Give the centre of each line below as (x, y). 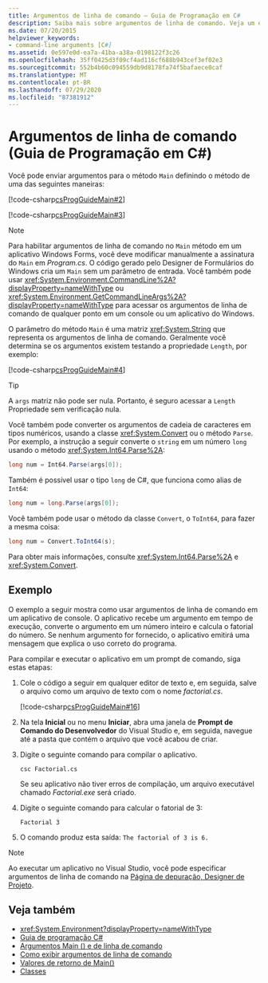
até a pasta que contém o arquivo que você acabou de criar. (119, 739)
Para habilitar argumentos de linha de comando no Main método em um (125, 246)
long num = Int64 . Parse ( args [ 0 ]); (66, 465)
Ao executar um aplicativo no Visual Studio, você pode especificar (117, 868)
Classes (33, 971)
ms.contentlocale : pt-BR (49, 82)
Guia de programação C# (61, 938)
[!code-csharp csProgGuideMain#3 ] (67, 215)
